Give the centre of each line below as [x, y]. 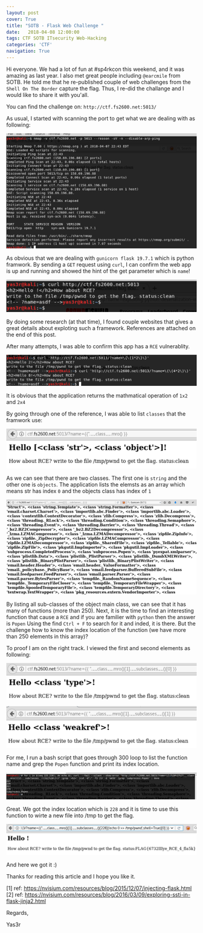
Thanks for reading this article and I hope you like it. [71, 877]
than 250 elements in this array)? [47, 636]
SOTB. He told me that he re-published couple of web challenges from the [99, 82]
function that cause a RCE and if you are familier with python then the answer [101, 617]
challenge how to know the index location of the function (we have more [96, 630]
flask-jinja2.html [26, 901]
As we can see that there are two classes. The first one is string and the [97, 478]
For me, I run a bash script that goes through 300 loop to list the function [97, 758]
